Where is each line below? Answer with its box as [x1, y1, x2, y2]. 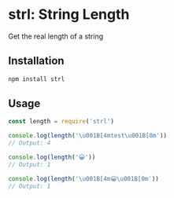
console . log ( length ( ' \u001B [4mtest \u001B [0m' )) [8, 132, 168, 140]
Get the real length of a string [8, 31, 104, 41]
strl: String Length [8, 5, 130, 24]
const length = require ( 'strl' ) [8, 118, 114, 126]
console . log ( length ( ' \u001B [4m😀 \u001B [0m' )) [8, 174, 159, 182]
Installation [8, 54, 65, 68]
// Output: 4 [8, 139, 51, 147]
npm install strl [8, 75, 65, 83]
